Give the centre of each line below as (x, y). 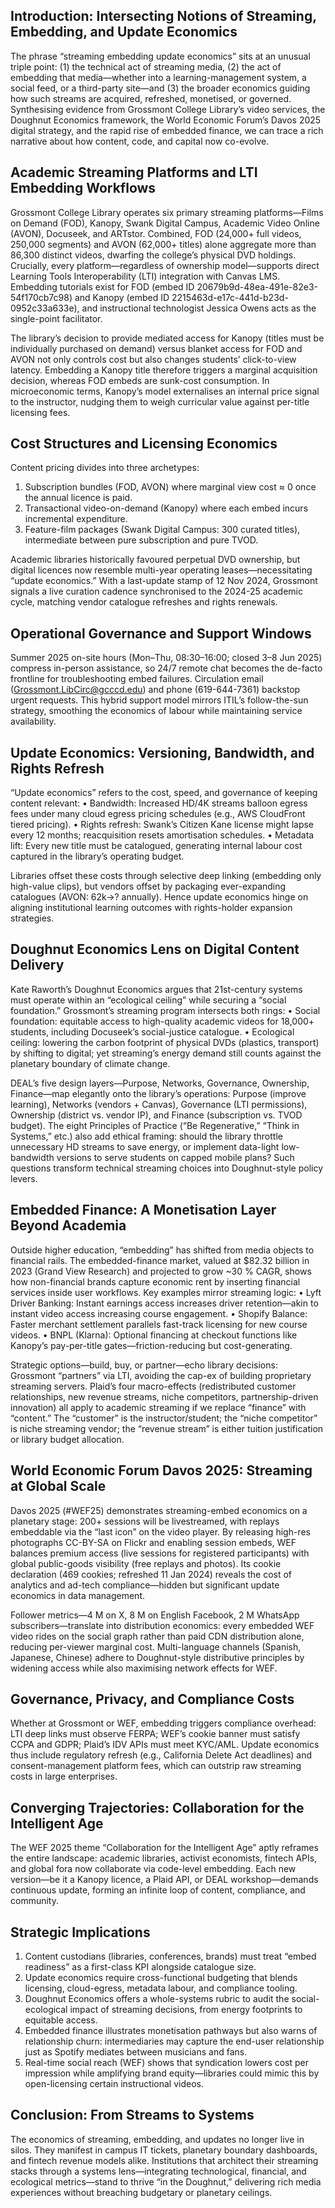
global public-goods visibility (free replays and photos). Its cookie (146, 1563)
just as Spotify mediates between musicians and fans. (136, 2051)
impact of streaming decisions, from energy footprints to (186, 2009)
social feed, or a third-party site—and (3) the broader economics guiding (160, 88)
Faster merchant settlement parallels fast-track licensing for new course (159, 1324)
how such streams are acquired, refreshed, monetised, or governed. (151, 98)
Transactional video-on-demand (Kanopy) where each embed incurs (166, 508)
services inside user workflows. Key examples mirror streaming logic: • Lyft (166, 1292)
